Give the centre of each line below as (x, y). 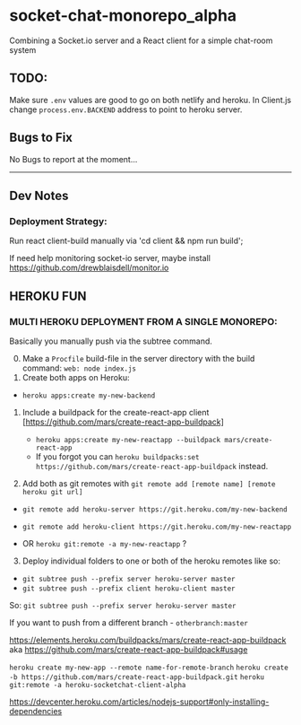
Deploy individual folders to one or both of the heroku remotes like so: (151, 561)
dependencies (36, 711)
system (23, 49)
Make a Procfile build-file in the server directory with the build (138, 358)
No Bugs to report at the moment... (73, 159)
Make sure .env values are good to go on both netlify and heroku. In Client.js (150, 100)
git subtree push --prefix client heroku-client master (129, 589)
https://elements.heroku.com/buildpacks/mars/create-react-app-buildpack (148, 640)
